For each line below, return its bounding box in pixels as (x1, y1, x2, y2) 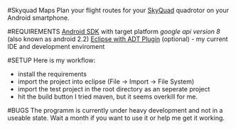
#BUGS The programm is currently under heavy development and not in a (7, 106, 223, 114)
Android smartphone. (7, 13, 70, 22)
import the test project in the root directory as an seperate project (17, 85, 210, 93)
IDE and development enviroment (7, 43, 105, 50)
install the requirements (17, 70, 87, 78)
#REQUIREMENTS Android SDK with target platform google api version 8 (7, 28, 220, 35)
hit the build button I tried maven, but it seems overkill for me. (17, 92, 198, 101)
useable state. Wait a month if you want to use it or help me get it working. (7, 113, 225, 122)
